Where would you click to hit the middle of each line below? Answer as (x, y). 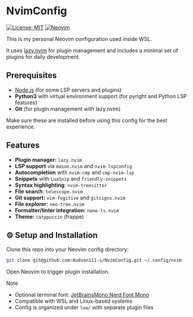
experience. (21, 127)
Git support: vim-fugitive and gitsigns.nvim (70, 197)
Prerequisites (31, 76)
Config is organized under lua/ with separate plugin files (84, 307)
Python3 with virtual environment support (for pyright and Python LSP (101, 96)
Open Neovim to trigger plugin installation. (58, 272)
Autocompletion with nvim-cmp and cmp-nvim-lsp (75, 172)
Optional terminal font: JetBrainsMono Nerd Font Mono (82, 295)
